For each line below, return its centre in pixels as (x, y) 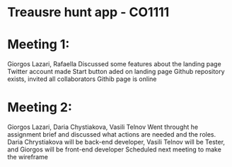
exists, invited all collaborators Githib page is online (82, 79)
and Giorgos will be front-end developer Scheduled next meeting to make (114, 149)
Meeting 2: (40, 107)
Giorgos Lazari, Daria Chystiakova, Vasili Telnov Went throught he (103, 127)
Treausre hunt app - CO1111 (88, 12)
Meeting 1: (39, 45)
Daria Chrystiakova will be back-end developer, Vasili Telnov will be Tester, (116, 142)
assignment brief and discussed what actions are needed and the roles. (112, 135)
